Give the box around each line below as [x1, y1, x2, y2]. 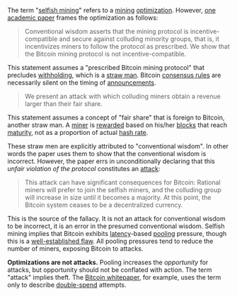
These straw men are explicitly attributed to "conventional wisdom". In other [7, 142, 229, 150]
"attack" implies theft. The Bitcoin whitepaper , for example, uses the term [7, 273, 221, 281]
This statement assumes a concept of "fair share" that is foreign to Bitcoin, [7, 113, 225, 122]
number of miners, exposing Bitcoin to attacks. [7, 244, 144, 253]
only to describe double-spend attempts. [7, 280, 127, 289]
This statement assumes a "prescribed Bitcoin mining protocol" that [7, 64, 205, 71]
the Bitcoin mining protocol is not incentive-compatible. [24, 49, 186, 58]
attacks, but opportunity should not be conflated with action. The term [7, 266, 212, 274]
